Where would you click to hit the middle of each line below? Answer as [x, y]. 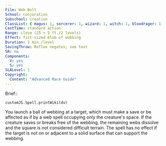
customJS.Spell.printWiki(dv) [37, 103]
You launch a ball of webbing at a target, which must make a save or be [78, 112]
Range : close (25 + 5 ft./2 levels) [43, 33]
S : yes [16, 65]
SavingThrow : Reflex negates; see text [46, 47]
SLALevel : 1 [17, 70]
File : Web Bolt [21, 10]
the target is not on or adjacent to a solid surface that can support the [76, 133]
